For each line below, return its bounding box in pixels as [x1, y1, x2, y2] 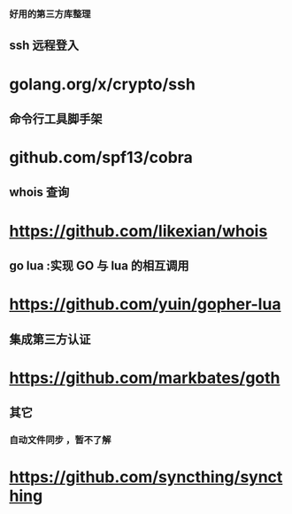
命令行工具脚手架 [9, 111, 103, 126]
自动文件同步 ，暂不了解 [9, 434, 111, 447]
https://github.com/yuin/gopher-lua [9, 294, 281, 315]
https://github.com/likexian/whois [9, 221, 268, 241]
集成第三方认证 [9, 331, 91, 347]
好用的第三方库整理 [9, 7, 91, 19]
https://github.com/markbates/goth [9, 368, 280, 387]
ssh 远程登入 [9, 38, 80, 53]
